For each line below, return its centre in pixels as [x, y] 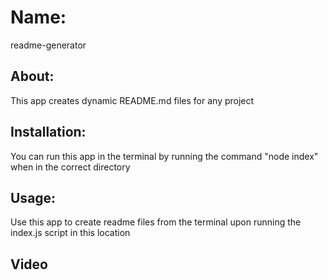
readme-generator [48, 45]
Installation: [48, 132]
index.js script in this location [70, 233]
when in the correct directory [70, 167]
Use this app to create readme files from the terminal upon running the [156, 222]
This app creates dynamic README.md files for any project [132, 100]
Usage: [33, 197]
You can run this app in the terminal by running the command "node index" [164, 156]
